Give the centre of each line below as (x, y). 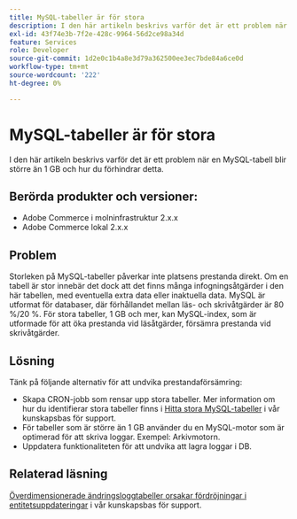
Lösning (32, 361)
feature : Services (43, 42)
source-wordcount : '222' (55, 75)
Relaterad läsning (59, 474)
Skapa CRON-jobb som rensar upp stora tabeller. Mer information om (148, 399)
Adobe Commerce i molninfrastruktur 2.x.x (100, 218)
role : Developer (39, 50)
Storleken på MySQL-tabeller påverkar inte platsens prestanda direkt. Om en (149, 276)
